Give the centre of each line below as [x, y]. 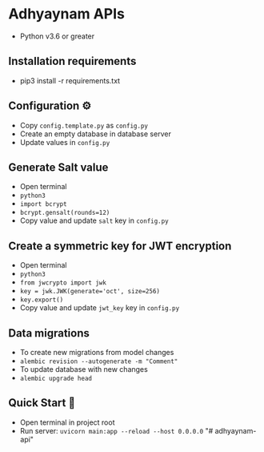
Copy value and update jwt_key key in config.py [100, 308]
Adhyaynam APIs [67, 14]
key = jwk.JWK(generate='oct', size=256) [90, 292]
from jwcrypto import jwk [63, 283]
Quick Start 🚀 [42, 403]
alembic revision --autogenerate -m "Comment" [99, 361]
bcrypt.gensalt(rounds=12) [65, 213]
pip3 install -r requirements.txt [70, 80]
